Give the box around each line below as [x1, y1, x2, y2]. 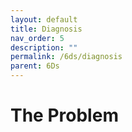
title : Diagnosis [10, 24, 83, 34]
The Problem [10, 104, 119, 127]
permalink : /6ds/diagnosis [10, 52, 123, 62]
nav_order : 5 [10, 33, 65, 43]
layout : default [10, 14, 78, 25]
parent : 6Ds [10, 61, 60, 71]
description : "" [10, 42, 78, 53]
